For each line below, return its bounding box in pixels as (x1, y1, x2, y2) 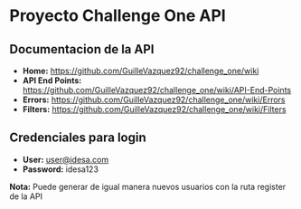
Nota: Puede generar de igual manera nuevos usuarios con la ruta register (9, 181, 287, 192)
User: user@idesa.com (22, 154, 109, 165)
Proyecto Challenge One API (9, 5, 226, 26)
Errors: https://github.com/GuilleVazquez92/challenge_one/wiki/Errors (22, 94, 286, 105)
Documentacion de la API (9, 42, 155, 57)
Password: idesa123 (22, 164, 99, 175)
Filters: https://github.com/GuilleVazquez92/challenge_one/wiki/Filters (22, 104, 287, 114)
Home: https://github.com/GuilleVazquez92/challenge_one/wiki (22, 65, 259, 76)
